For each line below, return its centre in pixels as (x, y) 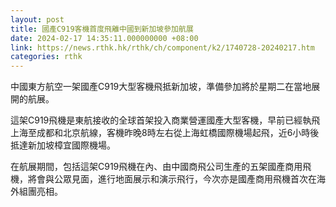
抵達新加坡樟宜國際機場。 (63, 145)
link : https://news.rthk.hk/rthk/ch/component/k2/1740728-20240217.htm (162, 47)
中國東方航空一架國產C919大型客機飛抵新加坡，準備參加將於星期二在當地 (161, 87)
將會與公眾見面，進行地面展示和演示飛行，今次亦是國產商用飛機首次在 (172, 179)
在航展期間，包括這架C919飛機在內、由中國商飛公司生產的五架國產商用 (156, 167)
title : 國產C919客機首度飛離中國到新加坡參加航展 (102, 29)
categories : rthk (46, 57)
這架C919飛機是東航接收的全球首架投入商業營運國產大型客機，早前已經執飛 (165, 120)
